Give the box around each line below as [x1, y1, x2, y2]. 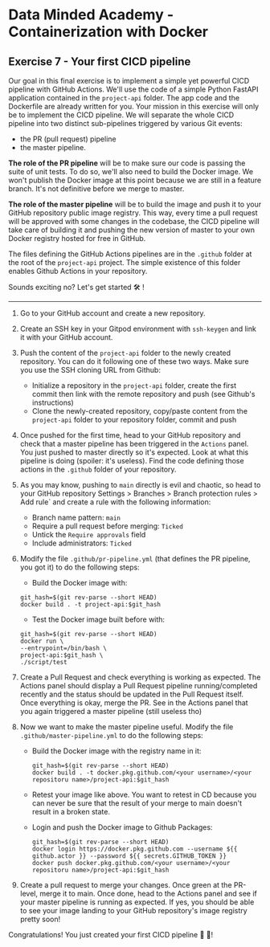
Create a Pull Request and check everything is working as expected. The [19, 672, 261, 682]
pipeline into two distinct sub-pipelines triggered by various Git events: [8, 119, 243, 128]
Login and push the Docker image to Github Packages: [31, 823, 213, 832]
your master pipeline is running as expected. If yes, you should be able [19, 897, 255, 907]
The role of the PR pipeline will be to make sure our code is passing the [8, 158, 246, 168]
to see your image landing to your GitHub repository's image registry [19, 906, 247, 915]
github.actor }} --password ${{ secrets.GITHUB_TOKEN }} [31, 852, 227, 860]
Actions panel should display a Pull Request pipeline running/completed [19, 681, 258, 690]
